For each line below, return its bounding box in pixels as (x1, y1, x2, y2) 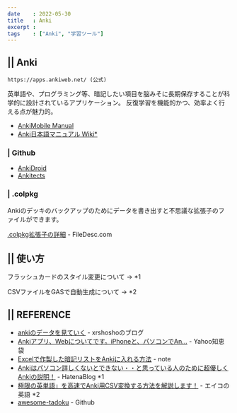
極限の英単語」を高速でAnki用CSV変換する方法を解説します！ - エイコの (17, 381, 230, 390)
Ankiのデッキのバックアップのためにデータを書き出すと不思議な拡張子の (7, 206, 219, 214)
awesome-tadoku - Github (17, 398, 95, 407)
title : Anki (7, 17, 52, 24)
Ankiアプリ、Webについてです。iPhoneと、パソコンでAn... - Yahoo (17, 337, 212, 346)
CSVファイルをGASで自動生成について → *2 (7, 288, 137, 296)
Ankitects (17, 171, 46, 180)
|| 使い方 (7, 252, 45, 265)
